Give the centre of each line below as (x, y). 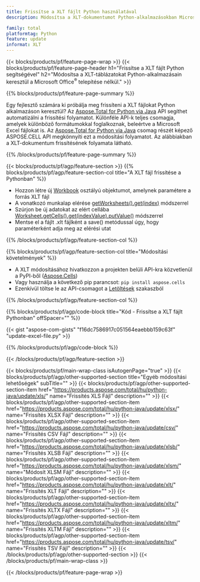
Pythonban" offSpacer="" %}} (43, 318)
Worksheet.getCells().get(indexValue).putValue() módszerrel (89, 215)
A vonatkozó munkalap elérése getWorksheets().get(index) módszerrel (101, 203)
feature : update (26, 39)
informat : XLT (24, 45)
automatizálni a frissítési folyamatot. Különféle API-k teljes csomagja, (91, 118)
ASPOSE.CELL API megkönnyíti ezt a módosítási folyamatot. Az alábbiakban (99, 136)
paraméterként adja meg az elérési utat (63, 228)
